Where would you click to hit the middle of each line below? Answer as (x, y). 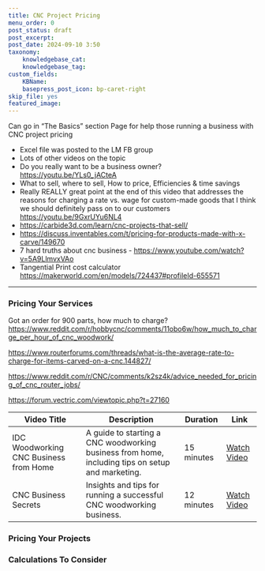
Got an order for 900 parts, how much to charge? (88, 321)
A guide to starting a (123, 433)
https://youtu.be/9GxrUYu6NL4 (71, 217)
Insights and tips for (123, 485)
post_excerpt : (32, 38)
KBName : (35, 81)
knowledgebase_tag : (54, 67)
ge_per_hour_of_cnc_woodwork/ (61, 337)
